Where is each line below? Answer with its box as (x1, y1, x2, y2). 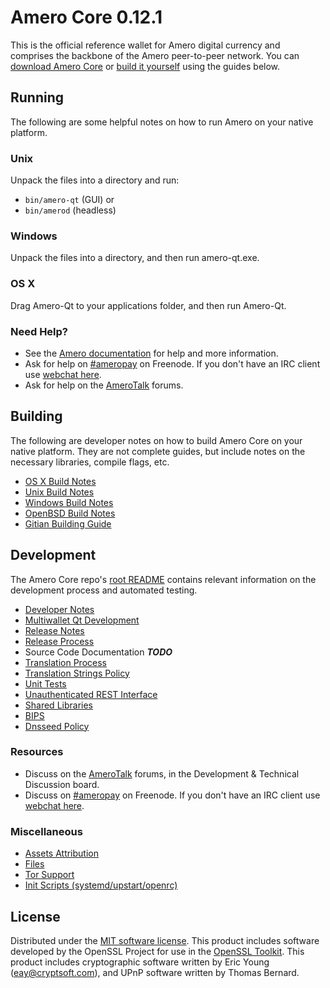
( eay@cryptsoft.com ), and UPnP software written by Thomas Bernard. (10, 966, 300, 978)
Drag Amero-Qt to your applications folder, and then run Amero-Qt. (10, 299, 287, 311)
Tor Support (24, 869, 75, 881)
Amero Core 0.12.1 (10, 6, 163, 29)
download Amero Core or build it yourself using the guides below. (10, 60, 281, 72)
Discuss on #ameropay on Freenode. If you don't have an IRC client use (24, 789, 321, 801)
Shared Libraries (24, 699, 93, 711)
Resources (10, 745, 64, 759)
